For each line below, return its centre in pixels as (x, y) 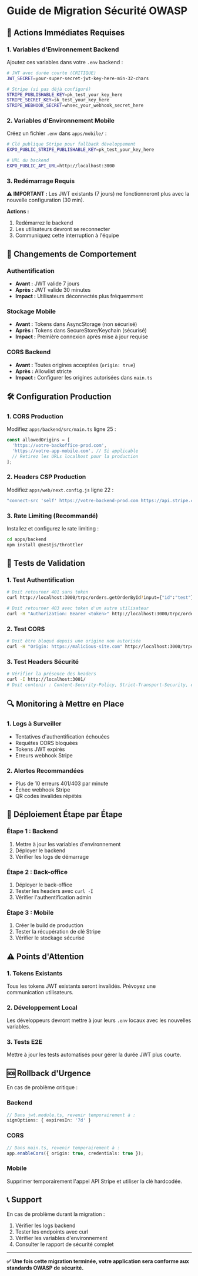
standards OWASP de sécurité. (45, 1268)
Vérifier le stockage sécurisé (50, 938)
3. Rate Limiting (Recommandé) (53, 516)
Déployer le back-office (44, 885)
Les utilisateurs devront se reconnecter (63, 229)
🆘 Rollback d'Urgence (49, 1073)
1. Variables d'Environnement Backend (63, 50)
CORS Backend (29, 352)
